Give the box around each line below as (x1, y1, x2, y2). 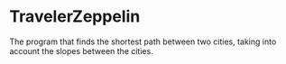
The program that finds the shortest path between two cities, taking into (9, 36, 277, 47)
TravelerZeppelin (9, 6, 141, 27)
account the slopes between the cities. (9, 45, 153, 56)
